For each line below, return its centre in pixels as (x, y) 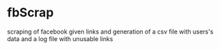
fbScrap (30, 13)
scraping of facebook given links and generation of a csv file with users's (110, 32)
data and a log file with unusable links (60, 38)
